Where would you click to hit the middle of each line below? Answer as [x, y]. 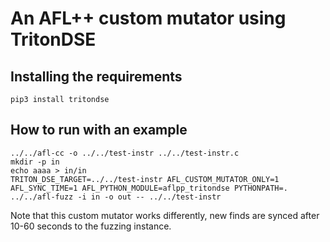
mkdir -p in [35, 162]
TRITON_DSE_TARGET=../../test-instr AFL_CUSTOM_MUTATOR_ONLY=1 [145, 179]
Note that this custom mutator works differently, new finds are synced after [165, 215]
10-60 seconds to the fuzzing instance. [91, 226]
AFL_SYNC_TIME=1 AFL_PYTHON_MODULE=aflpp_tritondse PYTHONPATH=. [149, 188]
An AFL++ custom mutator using [148, 18]
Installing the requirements [96, 76]
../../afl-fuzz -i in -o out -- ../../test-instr [116, 197]
